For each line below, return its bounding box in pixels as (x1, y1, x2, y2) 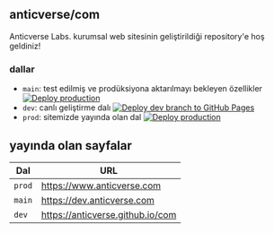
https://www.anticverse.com (40, 179, 162, 192)
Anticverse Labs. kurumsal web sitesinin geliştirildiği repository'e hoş (9, 30, 265, 41)
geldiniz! (9, 40, 41, 51)
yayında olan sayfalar (9, 138, 133, 153)
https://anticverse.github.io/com (40, 208, 177, 220)
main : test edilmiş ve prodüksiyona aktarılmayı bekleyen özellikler (22, 83, 263, 94)
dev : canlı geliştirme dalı (22, 102, 111, 113)
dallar (9, 63, 35, 75)
